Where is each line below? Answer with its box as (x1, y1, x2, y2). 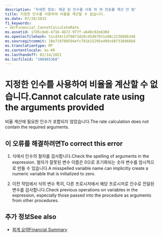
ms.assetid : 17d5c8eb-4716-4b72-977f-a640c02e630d (5, 30, 110, 34)
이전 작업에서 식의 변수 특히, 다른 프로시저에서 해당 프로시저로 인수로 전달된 (12, 181, 155, 186)
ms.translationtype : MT (5, 43, 53, 48)
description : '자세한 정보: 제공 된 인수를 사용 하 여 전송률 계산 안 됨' (5, 7, 137, 12)
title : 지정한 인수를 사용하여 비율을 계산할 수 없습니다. (5, 12, 105, 17)
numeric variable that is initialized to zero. (12, 171, 96, 176)
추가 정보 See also (5, 213, 57, 221)
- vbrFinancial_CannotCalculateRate (5, 25, 79, 30)
